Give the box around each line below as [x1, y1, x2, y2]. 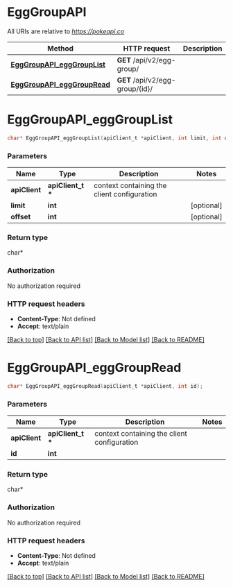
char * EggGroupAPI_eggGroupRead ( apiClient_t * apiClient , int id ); [7, 382, 203, 389]
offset [10, 212, 31, 222]
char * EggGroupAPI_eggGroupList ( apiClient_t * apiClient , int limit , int [7, 135, 222, 142]
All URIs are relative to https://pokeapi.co [7, 27, 125, 35]
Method [47, 43, 74, 53]
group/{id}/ [116, 84, 153, 94]
